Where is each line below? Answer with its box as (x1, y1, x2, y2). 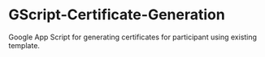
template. (8, 40, 41, 50)
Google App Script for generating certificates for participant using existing (8, 32, 258, 42)
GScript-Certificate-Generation (8, 6, 225, 24)
